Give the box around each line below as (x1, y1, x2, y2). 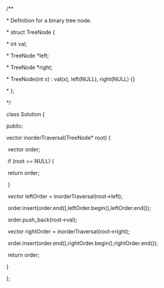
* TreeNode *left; (6, 52, 50, 59)
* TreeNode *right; (6, 64, 53, 71)
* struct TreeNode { (6, 28, 56, 36)
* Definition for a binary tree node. (6, 17, 92, 24)
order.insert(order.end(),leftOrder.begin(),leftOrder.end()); (7, 205, 151, 211)
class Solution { (6, 111, 45, 117)
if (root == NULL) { (7, 157, 54, 165)
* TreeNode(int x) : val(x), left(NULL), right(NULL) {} (6, 76, 135, 82)
